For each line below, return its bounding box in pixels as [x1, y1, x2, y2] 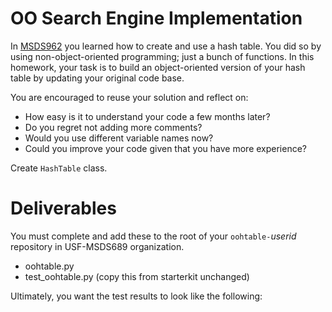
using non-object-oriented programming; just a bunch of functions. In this [10, 50, 315, 62]
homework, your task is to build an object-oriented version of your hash [10, 61, 306, 73]
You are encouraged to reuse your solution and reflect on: [10, 91, 249, 103]
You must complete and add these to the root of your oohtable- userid [10, 230, 297, 242]
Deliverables [10, 197, 117, 220]
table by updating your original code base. [10, 72, 185, 84]
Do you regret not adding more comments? [24, 121, 203, 133]
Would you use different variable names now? [24, 132, 214, 144]
